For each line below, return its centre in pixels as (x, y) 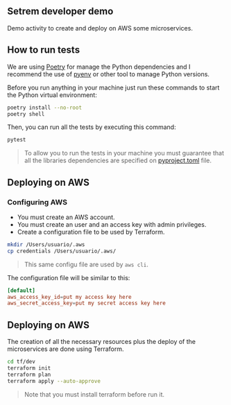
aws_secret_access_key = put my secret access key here (87, 303)
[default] (22, 291)
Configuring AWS (37, 202)
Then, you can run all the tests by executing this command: (92, 127)
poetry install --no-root (44, 107)
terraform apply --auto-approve (54, 381)
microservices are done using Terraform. (66, 349)
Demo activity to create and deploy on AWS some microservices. (100, 28)
